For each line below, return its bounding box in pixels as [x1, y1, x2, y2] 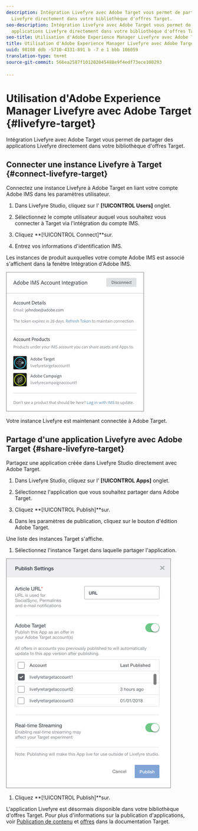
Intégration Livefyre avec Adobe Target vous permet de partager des [6, 136, 174, 143]
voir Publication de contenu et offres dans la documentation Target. [6, 818, 170, 825]
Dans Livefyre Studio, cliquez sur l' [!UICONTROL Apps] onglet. [14, 477, 170, 484]
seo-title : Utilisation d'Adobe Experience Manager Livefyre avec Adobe [6, 34, 189, 41]
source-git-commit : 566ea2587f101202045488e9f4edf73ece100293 [6, 59, 162, 65]
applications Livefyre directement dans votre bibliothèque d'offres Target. [6, 142, 185, 150]
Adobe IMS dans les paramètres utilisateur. [6, 190, 111, 198]
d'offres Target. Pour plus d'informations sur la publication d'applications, [6, 812, 185, 819]
